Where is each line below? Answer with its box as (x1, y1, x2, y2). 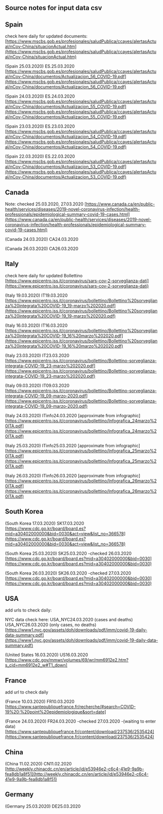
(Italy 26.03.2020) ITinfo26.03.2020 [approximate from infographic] (5, 473, 141, 478)
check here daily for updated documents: (5, 34, 88, 39)
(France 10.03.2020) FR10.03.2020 (5, 699, 75, 705)
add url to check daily (5, 689, 49, 695)
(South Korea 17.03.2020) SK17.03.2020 (5, 520, 84, 526)
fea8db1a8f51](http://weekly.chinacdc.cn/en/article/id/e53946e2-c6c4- (5, 771, 149, 777)
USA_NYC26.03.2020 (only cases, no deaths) (5, 622, 97, 628)
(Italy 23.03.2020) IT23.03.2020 (5, 352, 69, 358)
